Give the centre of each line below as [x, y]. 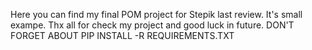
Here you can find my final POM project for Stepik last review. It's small [156, 14]
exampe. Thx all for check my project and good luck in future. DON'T [152, 25]
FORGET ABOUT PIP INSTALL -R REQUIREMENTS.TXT [122, 35]
